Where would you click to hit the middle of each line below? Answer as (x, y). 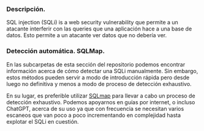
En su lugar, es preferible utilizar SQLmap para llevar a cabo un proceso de (101, 96)
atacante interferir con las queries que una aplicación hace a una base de (99, 29)
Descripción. (26, 9)
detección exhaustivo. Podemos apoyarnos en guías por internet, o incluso (101, 102)
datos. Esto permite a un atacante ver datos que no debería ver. (87, 35)
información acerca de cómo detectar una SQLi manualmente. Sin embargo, (102, 71)
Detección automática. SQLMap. (56, 51)
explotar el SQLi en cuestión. (43, 121)
